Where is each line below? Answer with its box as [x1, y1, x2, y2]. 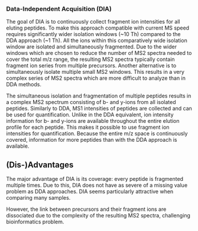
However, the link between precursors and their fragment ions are [6, 206, 167, 213]
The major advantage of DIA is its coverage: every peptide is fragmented [6, 175, 184, 183]
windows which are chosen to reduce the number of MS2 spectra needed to [6, 50, 192, 57]
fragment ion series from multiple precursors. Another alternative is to [6, 62, 177, 69]
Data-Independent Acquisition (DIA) [6, 5, 112, 13]
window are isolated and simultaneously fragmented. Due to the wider [6, 43, 177, 50]
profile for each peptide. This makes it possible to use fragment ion [6, 123, 170, 131]
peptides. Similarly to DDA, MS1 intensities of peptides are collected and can [6, 105, 192, 112]
